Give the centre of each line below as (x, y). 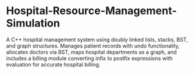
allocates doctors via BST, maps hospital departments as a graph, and (91, 52)
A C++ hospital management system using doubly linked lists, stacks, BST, (97, 39)
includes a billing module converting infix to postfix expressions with (90, 58)
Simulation (33, 23)
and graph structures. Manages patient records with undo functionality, (93, 46)
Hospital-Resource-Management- (92, 11)
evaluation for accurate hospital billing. (53, 64)
